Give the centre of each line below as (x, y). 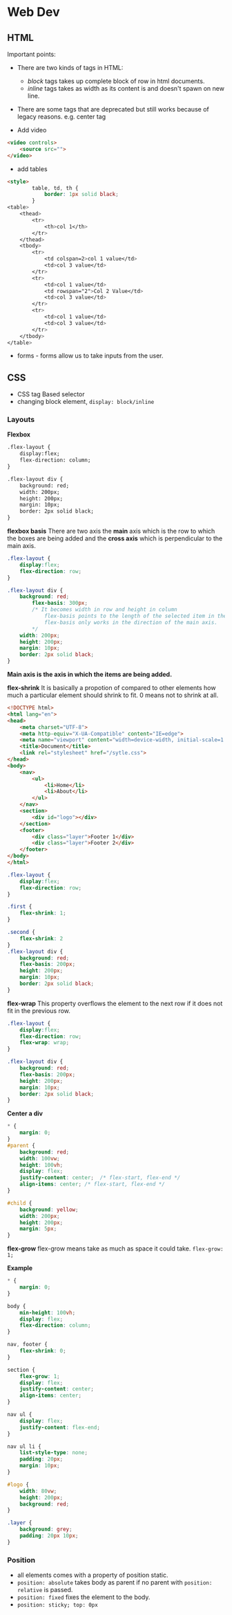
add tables (32, 169)
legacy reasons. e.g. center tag (61, 116)
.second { (21, 933)
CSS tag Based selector (51, 394)
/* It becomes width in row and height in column (105, 610)
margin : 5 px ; (38, 1229)
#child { (20, 1203)
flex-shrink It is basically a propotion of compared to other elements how (112, 688)
